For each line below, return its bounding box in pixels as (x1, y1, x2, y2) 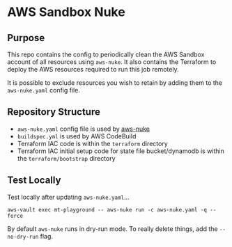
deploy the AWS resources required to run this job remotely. (7, 65, 179, 73)
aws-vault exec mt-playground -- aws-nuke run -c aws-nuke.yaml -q (7, 206, 208, 213)
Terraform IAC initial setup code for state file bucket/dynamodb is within (17, 147, 225, 155)
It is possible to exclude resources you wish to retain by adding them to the (7, 79, 223, 87)
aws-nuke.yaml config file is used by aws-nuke (17, 125, 150, 133)
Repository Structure (7, 106, 101, 118)
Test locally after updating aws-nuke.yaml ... (7, 193, 130, 201)
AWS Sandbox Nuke (7, 4, 125, 20)
